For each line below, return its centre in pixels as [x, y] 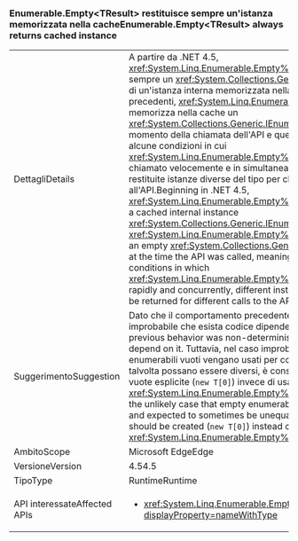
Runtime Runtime [163, 481]
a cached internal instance [184, 213]
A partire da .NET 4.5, [173, 58]
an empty [148, 246]
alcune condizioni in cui [177, 146]
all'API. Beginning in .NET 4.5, [189, 191]
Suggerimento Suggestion [67, 377]
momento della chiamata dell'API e [200, 135]
